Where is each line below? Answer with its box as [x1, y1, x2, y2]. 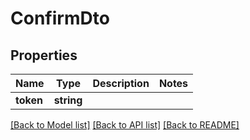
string [53, 93, 83, 107]
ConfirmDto [10, 7, 110, 30]
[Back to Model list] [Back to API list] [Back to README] [10, 119, 240, 131]
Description [92, 77, 150, 90]
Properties [10, 47, 78, 64]
